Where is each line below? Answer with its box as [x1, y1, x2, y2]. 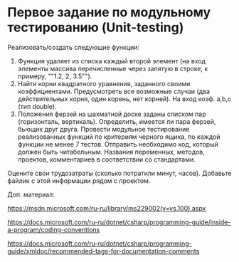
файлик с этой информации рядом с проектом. [7, 176, 151, 185]
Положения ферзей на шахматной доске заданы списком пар [17, 110, 206, 118]
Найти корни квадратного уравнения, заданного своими [17, 79, 191, 88]
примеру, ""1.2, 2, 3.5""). [17, 72, 92, 80]
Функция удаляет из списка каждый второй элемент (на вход [17, 56, 206, 65]
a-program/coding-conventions [7, 225, 100, 234]
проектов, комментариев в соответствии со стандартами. [17, 154, 196, 164]
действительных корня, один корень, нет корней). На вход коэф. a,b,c [17, 94, 232, 103]
